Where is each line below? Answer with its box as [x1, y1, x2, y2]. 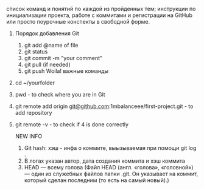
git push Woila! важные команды [24, 67, 108, 75]
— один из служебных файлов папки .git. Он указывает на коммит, [24, 170, 199, 177]
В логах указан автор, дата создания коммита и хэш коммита [24, 157, 186, 165]
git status [24, 48, 48, 55]
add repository [15, 109, 52, 116]
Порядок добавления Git [15, 30, 79, 37]
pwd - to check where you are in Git [15, 91, 105, 98]
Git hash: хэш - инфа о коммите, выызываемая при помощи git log [24, 144, 197, 151]
